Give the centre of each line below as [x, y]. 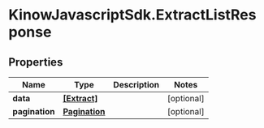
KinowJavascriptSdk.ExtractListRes [132, 15]
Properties [36, 62]
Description [136, 85]
